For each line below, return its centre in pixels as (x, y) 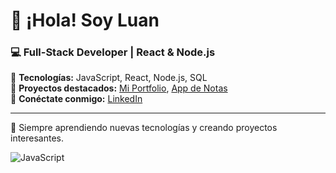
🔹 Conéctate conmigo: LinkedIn (76, 99)
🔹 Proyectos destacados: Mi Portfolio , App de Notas (119, 88)
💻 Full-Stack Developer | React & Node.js (113, 52)
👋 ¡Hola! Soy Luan (85, 20)
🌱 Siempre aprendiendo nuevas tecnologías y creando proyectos (144, 128)
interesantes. (37, 138)
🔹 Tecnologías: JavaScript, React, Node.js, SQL (109, 78)
